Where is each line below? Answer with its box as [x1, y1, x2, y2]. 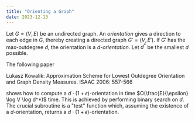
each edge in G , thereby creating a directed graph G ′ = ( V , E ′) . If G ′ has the [6, 36, 186, 43]
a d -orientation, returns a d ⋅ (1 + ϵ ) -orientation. [6, 109, 119, 116]
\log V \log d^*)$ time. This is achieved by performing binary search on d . [6, 96, 184, 103]
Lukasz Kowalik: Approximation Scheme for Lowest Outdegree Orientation [6, 72, 185, 79]
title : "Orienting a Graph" [6, 8, 75, 15]
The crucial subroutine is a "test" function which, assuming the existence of [6, 102, 189, 109]
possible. [6, 50, 28, 57]
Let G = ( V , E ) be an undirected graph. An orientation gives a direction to [6, 30, 181, 37]
